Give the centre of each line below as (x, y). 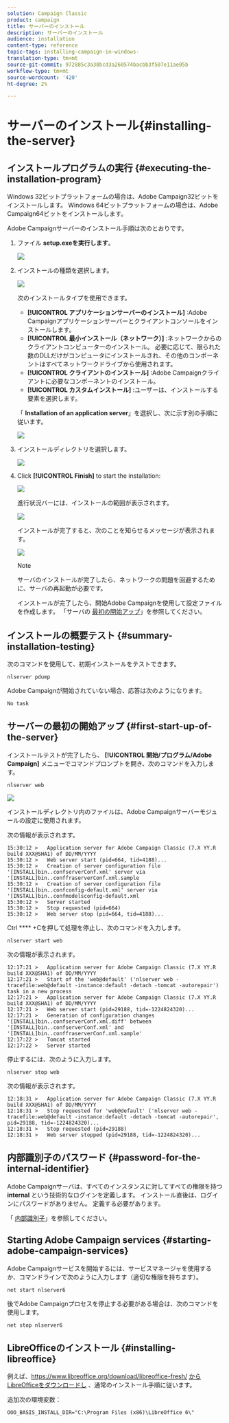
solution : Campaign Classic (47, 13)
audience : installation (41, 39)
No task (18, 704)
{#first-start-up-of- (169, 726)
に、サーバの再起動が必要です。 (62, 588)
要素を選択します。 (54, 399)
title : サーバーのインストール (46, 26)
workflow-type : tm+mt (38, 71)
